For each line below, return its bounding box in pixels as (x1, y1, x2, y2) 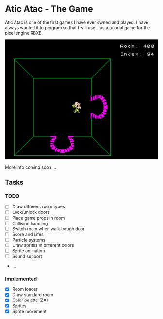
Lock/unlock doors (12, 209, 50, 215)
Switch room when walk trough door (12, 225, 85, 232)
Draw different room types (12, 204, 65, 210)
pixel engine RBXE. (5, 30, 43, 36)
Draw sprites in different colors (12, 242, 74, 248)
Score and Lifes (12, 231, 44, 237)
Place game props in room (12, 215, 65, 221)
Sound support (12, 253, 42, 259)
